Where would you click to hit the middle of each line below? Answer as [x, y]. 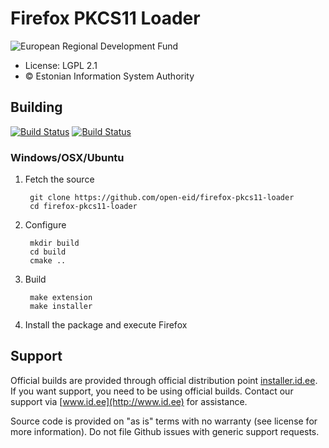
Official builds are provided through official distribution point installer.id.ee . [164, 380]
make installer [61, 307]
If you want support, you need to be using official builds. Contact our [152, 391]
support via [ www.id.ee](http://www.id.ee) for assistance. [129, 401]
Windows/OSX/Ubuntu [67, 157]
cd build [48, 252]
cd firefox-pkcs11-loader [83, 207]
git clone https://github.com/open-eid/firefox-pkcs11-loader [162, 198]
